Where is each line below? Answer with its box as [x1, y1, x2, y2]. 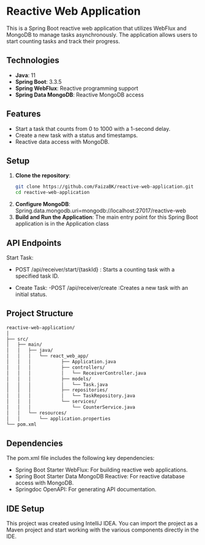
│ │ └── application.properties [6, 415, 111, 421]
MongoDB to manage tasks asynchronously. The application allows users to [6, 31, 198, 38]
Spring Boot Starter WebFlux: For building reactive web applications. [15, 466, 188, 473]
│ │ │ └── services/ [6, 399, 97, 405]
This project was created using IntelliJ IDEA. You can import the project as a [6, 520, 198, 527]
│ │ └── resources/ [6, 410, 67, 416]
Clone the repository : [15, 172, 71, 179]
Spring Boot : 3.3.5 [15, 78, 62, 85]
